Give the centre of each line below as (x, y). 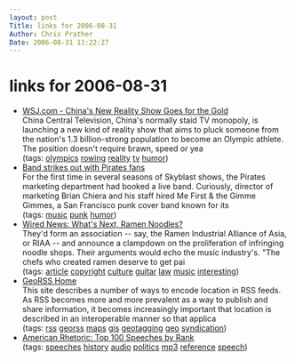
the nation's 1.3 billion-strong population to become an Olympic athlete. (153, 140)
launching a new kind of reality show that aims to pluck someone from (151, 130)
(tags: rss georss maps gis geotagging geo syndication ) (124, 328)
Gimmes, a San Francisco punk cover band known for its (125, 205)
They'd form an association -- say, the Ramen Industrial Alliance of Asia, (154, 234)
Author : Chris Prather (51, 34)
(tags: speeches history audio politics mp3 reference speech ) (135, 347)
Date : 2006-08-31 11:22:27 (59, 42)
